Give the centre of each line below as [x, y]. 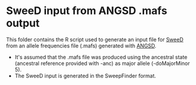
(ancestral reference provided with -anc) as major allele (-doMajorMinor [102, 63]
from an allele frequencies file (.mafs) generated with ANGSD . [81, 46]
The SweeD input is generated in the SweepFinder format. [85, 76]
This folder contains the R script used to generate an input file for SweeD [95, 39]
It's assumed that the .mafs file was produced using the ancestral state [101, 57]
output [23, 23]
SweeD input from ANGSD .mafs [87, 11]
